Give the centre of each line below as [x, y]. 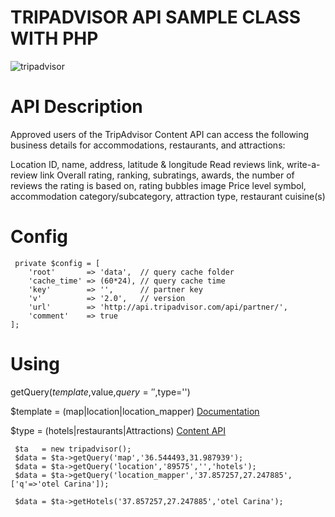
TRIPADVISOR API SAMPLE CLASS [156, 17]
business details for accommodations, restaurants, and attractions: [148, 145]
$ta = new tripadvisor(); [73, 449]
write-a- [303, 164]
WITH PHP [54, 38]
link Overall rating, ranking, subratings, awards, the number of [167, 175]
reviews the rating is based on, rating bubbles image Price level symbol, [158, 185]
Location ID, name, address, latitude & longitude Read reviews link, [147, 164]
